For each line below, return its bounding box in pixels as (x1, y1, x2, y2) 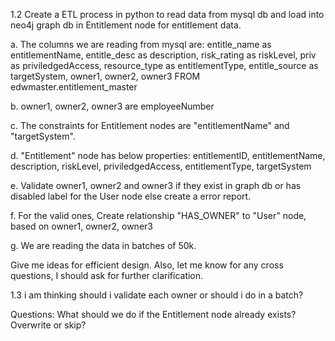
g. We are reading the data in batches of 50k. (10, 240, 197, 251)
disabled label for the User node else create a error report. (10, 190, 252, 202)
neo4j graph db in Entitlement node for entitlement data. (10, 19, 242, 31)
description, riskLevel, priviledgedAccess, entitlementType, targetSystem (10, 160, 312, 172)
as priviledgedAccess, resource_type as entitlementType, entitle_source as (10, 60, 319, 71)
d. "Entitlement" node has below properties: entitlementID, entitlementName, (10, 150, 326, 161)
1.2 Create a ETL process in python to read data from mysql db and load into (10, 9, 325, 20)
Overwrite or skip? (10, 319, 87, 331)
